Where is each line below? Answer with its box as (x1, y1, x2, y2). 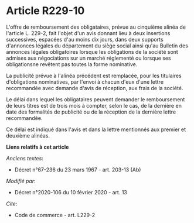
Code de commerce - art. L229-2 (14, 211, 96, 218)
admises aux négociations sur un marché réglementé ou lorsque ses (6, 54, 171, 61)
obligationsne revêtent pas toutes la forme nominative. (6, 60, 138, 68)
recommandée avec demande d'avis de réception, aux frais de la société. (6, 84, 183, 91)
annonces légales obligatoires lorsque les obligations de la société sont (6, 48, 179, 55)
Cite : (6, 200, 18, 207)
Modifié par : (6, 177, 36, 184)
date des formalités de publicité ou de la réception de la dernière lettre (6, 108, 176, 115)
